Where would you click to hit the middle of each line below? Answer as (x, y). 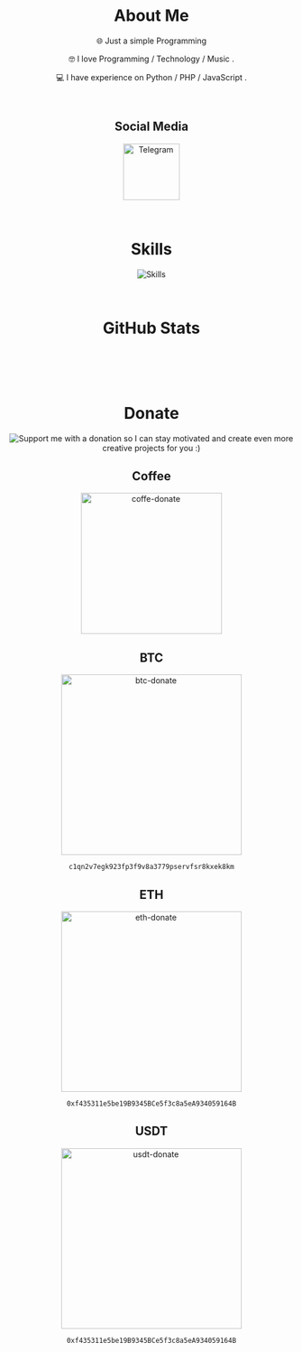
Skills (151, 249)
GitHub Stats (151, 328)
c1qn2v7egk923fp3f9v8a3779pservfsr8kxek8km (151, 867)
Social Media (151, 127)
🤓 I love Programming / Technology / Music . (151, 59)
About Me (151, 16)
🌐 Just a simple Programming (151, 41)
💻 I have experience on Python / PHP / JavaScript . (151, 77)
